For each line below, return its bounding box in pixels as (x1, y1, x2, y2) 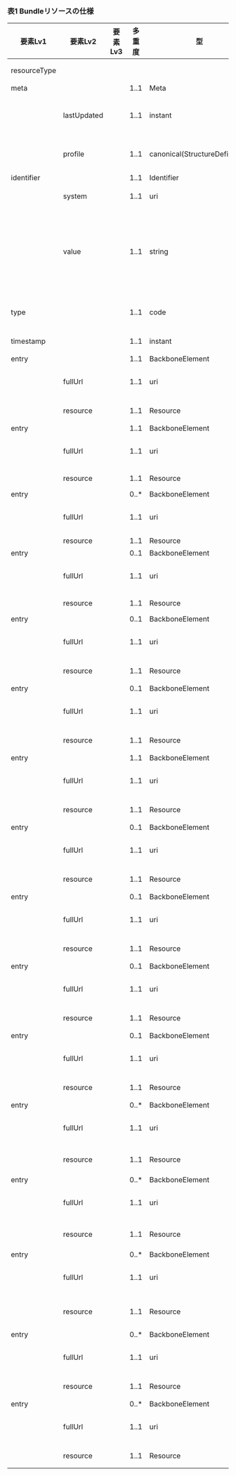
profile (63, 149, 85, 159)
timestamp (11, 336, 46, 346)
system (63, 191, 88, 201)
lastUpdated (63, 110, 104, 120)
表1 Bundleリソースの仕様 (7, 6, 94, 15)
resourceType (11, 65, 57, 75)
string (149, 247, 169, 257)
